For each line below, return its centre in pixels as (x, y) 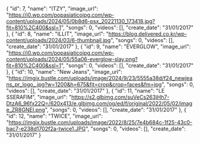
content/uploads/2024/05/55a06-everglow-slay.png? (72, 59)
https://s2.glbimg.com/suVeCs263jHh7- (121, 97)
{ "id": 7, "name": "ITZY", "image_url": (52, 9)
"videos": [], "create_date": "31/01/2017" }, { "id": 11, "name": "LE (86, 91)
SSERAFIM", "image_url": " (39, 97)
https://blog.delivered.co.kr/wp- (148, 34)
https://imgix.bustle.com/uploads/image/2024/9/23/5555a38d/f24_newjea (101, 78)
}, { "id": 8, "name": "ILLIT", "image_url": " (58, 34)
